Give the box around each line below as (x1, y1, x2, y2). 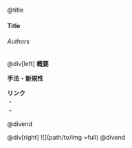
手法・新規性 (7, 74, 43, 82)
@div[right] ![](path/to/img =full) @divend (7, 133, 126, 141)
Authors (7, 37, 30, 45)
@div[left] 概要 (7, 59, 49, 67)
